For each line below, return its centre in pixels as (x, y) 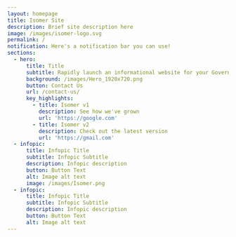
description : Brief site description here (70, 27)
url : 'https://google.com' (78, 118)
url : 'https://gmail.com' (76, 137)
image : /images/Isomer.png (65, 183)
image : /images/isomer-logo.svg (54, 33)
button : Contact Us (54, 86)
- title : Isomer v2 (61, 124)
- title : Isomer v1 (61, 105)
